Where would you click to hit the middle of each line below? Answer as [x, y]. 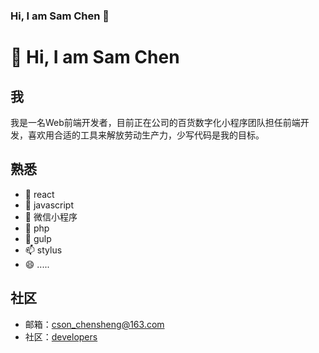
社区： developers [61, 336]
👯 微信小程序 [51, 216]
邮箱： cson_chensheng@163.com [94, 324]
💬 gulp [38, 238]
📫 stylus [43, 250]
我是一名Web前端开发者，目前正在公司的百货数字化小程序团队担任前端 [155, 122]
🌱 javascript [49, 205]
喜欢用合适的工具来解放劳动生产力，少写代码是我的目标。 [146, 135]
